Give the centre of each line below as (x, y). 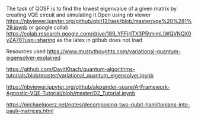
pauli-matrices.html (30, 111)
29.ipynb (17, 27)
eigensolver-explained (33, 58)
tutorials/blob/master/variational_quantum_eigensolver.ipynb (80, 75)
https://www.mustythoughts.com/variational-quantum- (114, 51)
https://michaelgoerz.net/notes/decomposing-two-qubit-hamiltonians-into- (98, 105)
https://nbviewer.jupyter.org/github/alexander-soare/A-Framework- (88, 87)
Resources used (26, 51)
